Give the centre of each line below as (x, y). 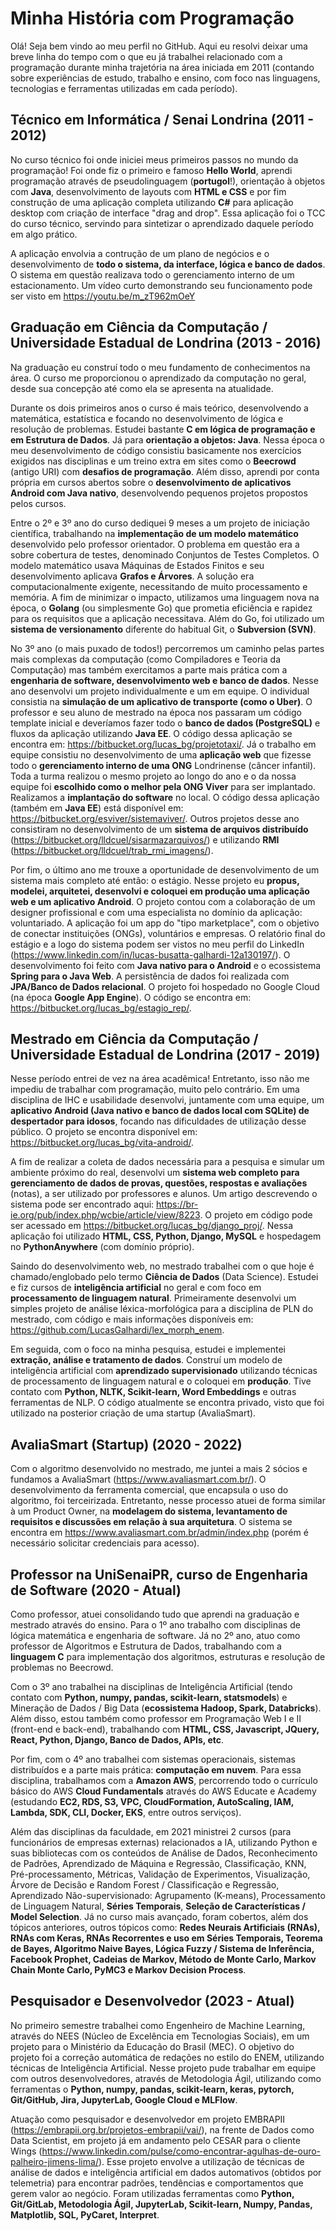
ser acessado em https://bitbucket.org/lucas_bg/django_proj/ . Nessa (152, 1226)
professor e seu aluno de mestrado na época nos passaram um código (156, 712)
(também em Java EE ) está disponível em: (97, 808)
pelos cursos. (38, 503)
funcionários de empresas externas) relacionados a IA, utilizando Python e (164, 1842)
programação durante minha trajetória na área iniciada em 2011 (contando (162, 67)
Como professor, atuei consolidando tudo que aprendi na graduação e (155, 1614)
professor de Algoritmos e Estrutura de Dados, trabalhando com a (146, 1646)
